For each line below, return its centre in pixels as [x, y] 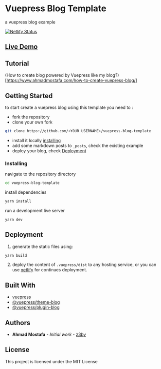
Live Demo [21, 47]
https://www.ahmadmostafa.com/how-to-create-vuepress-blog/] [72, 81]
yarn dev [14, 219]
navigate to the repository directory [41, 174]
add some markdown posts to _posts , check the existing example [78, 145]
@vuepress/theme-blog [36, 302]
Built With [20, 285]
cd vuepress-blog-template [32, 183]
